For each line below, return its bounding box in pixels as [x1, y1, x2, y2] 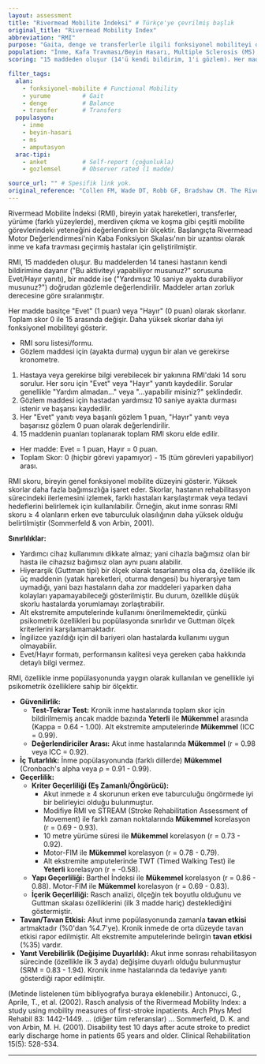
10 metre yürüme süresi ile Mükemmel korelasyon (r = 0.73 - [43, 830, 241, 841]
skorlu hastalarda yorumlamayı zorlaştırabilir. [19, 599, 166, 609]
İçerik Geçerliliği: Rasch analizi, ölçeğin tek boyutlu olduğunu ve [31, 890, 242, 899]
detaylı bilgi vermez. [19, 658, 85, 667]
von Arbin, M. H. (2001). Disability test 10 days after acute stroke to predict [8, 1022, 251, 1032]
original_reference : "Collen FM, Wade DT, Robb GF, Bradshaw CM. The [8, 187, 242, 195]
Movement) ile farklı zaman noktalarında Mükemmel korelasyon [43, 814, 251, 823]
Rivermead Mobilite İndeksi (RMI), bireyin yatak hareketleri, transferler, [8, 208, 237, 218]
